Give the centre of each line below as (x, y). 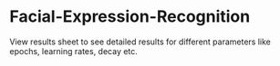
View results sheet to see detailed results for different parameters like (140, 42)
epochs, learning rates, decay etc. (74, 51)
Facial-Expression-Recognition (130, 17)
